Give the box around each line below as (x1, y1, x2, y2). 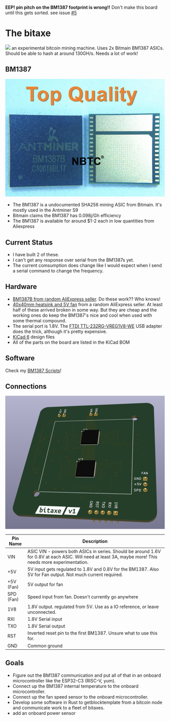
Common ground (27, 643, 63, 649)
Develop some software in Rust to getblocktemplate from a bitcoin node (12, 699, 163, 705)
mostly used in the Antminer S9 (12, 207, 78, 213)
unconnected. (27, 609, 57, 615)
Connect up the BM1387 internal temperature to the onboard (12, 683, 139, 689)
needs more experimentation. (27, 559, 89, 565)
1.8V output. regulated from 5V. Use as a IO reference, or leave (27, 604, 159, 610)
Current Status (5, 238, 53, 247)
